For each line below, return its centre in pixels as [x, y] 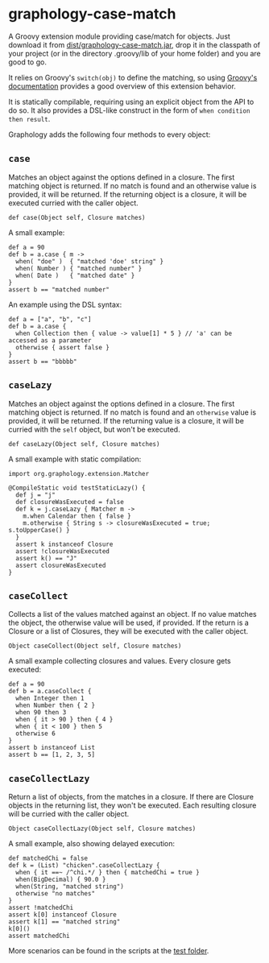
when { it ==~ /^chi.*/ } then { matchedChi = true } [108, 873]
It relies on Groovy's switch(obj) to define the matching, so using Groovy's [133, 77]
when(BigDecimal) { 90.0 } [61, 880]
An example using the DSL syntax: [65, 304]
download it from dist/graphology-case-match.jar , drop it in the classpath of [134, 44]
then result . [29, 118]
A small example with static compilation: [75, 459]
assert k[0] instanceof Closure [62, 915]
